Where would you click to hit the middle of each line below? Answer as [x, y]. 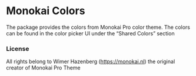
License [18, 48]
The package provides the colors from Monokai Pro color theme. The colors [98, 27]
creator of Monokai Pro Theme [43, 68]
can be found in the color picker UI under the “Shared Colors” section [90, 33]
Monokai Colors [46, 11]
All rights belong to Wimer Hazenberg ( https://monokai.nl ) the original [91, 62]
